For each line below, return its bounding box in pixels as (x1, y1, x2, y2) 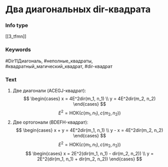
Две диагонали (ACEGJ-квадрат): (12, 88, 86, 94)
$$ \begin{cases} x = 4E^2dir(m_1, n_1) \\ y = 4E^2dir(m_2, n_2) (23, 96, 156, 102)
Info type (5, 22, 29, 29)
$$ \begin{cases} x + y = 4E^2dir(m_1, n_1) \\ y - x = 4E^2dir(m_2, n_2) (16, 127, 163, 133)
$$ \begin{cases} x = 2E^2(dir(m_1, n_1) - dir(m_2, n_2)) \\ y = (25, 150, 154, 156)
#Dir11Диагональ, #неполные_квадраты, (5, 58, 93, 64)
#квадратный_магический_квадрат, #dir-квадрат (5, 63, 113, 69)
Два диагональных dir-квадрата (5, 4, 151, 15)
